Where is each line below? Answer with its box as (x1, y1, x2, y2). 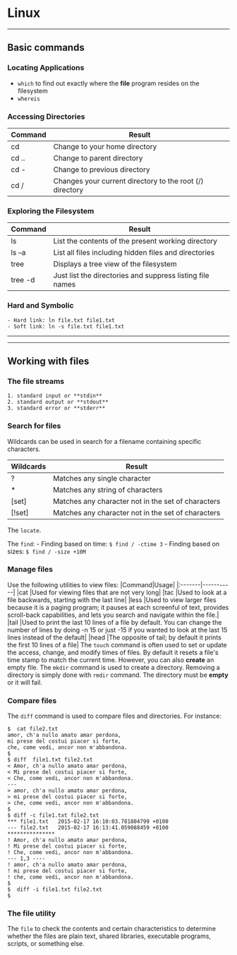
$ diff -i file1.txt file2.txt (7, 886, 102, 894)
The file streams (7, 376, 65, 386)
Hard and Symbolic (7, 301, 74, 311)
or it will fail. (7, 678, 42, 686)
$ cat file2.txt (7, 726, 59, 733)
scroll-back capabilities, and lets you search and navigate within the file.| (7, 611, 219, 619)
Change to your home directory (53, 141, 157, 151)
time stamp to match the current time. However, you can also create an (7, 655, 214, 664)
